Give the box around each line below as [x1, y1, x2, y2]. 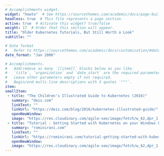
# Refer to [5, 48, 32, 53]
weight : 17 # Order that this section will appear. [5, 26, 115, 30]
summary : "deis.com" [11, 98, 54, 103]
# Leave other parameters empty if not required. [5, 75, 112, 80]
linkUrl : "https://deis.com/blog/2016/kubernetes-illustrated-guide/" [11, 107, 159, 112]
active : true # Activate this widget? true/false [5, 21, 110, 26]
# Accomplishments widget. [5, 7, 60, 12]
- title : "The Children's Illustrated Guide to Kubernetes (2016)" [7, 93, 147, 98]
